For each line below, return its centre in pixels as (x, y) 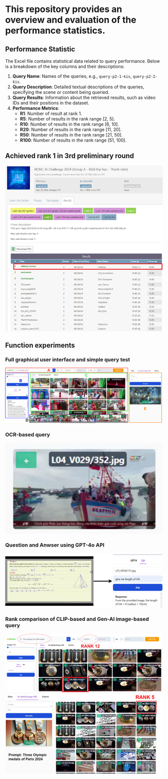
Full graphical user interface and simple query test (67, 360)
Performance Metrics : (36, 108)
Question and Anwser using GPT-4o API (55, 545)
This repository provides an (64, 9)
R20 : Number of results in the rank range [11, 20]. (71, 129)
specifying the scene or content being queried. (61, 92)
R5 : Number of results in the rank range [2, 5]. (67, 119)
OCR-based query (28, 434)
